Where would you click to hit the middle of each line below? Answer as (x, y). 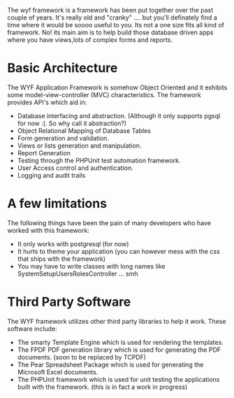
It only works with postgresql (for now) (73, 243)
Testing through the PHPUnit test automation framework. (99, 160)
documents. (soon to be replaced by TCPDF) (82, 357)
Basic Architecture (63, 68)
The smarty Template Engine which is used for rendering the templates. (120, 342)
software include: (32, 329)
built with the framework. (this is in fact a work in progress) (102, 387)
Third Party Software (69, 302)
